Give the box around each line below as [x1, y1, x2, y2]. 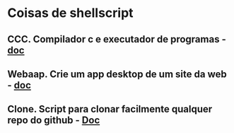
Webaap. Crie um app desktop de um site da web [7, 68, 228, 80]
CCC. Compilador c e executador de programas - [7, 33, 226, 45]
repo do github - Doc [7, 115, 100, 127]
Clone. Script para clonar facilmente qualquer [7, 103, 213, 115]
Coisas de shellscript [7, 5, 134, 21]
